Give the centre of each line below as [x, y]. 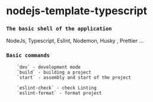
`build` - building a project [54, 72]
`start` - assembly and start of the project [74, 77]
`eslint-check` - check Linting [57, 88]
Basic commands [28, 55]
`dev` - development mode [49, 67]
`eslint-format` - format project [59, 93]
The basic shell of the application [59, 29]
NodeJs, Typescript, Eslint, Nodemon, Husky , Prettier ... [75, 41]
